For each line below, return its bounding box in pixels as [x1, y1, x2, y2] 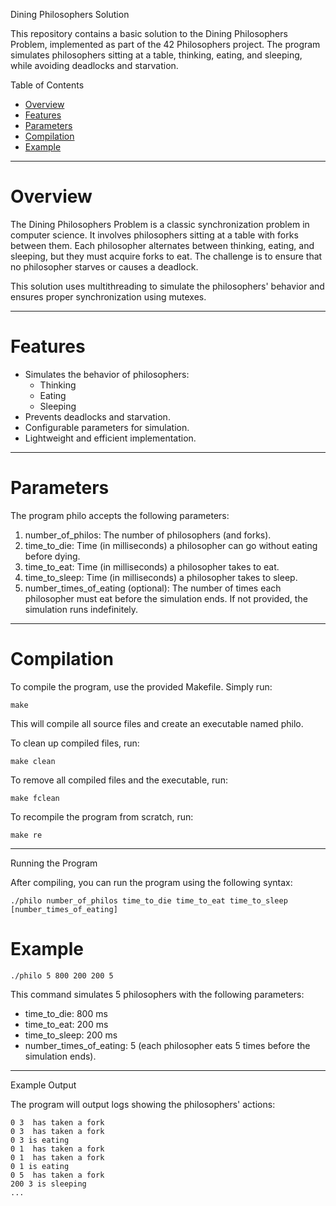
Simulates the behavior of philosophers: [24, 368, 190, 380]
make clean [10, 756, 56, 766]
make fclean [10, 793, 60, 803]
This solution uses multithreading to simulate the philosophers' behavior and [10, 280, 325, 292]
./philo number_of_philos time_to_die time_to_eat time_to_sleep [10, 895, 288, 906]
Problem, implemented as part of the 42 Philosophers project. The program [10, 39, 321, 50]
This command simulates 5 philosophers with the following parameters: [10, 988, 305, 1000]
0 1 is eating [10, 1161, 70, 1171]
